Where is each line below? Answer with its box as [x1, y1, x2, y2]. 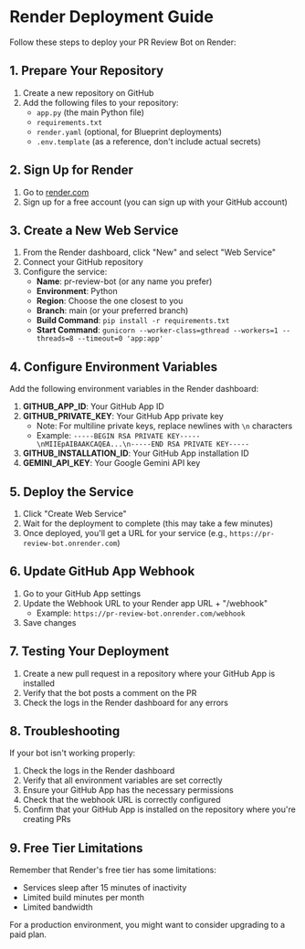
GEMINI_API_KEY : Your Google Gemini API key [22, 458, 201, 469]
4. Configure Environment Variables [9, 359, 217, 374]
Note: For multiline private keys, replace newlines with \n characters [36, 420, 293, 431]
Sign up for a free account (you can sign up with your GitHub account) [22, 196, 288, 207]
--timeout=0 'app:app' [77, 334, 164, 343]
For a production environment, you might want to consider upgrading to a [9, 920, 286, 931]
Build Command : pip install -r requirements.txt [36, 315, 230, 326]
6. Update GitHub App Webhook [9, 564, 195, 579]
